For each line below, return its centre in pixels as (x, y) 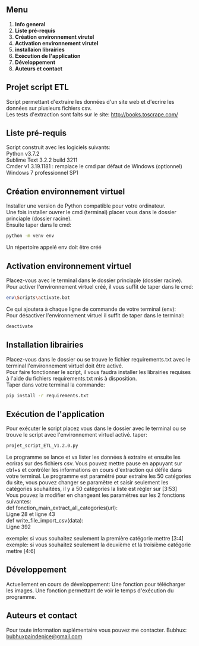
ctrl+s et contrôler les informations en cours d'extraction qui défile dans (94, 470)
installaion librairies (40, 50)
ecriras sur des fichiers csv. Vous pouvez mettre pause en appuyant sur (94, 463)
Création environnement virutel (54, 37)
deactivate (20, 326)
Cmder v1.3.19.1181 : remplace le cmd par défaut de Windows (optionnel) (94, 166)
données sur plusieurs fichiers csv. (49, 108)
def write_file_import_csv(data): (45, 521)
